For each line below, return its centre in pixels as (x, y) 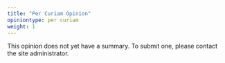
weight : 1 (21, 26)
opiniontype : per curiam (43, 20)
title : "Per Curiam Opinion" (49, 13)
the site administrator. (38, 53)
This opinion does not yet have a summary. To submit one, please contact (112, 46)
